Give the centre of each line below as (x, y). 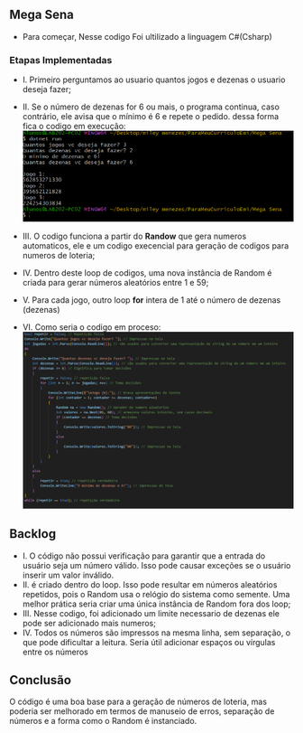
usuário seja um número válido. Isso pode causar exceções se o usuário (156, 565)
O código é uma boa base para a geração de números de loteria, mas (138, 702)
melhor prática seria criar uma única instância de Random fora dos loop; (156, 604)
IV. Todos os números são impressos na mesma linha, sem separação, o (156, 633)
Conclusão (41, 680)
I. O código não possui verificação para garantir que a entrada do (144, 556)
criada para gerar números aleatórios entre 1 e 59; (115, 282)
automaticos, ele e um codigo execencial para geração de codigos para (156, 245)
